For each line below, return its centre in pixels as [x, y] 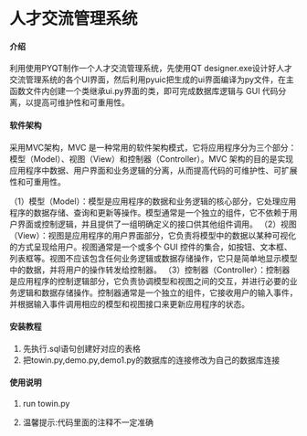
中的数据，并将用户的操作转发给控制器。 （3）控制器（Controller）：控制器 [150, 270]
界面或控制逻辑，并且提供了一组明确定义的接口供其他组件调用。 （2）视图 [157, 224]
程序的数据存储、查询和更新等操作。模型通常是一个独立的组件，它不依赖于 [149, 212]
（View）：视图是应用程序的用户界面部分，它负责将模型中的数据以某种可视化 [153, 235]
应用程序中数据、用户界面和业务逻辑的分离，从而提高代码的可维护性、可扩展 [153, 170]
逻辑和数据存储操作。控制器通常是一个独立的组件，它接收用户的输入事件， [157, 292]
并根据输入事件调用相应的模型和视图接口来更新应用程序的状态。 [129, 303]
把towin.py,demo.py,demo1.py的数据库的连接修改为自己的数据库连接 [151, 360]
